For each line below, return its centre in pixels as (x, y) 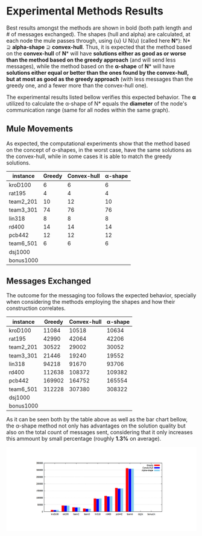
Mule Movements (40, 129)
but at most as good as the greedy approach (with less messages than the (100, 79)
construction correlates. (36, 308)
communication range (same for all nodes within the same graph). (88, 110)
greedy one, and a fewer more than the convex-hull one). (77, 85)
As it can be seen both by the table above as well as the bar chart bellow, (97, 419)
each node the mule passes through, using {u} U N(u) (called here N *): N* (99, 40)
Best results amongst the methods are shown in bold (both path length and (99, 28)
